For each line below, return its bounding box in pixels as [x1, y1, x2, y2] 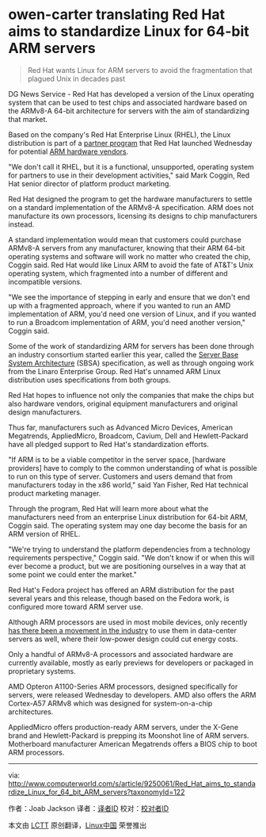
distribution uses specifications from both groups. [8, 375, 172, 384]
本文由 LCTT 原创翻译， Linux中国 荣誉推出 [8, 820, 147, 830]
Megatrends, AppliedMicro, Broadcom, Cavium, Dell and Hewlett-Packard [8, 430, 249, 441]
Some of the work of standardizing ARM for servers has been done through [8, 341, 255, 350]
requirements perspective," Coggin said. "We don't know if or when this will [8, 552, 255, 562]
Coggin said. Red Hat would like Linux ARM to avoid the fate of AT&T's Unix [8, 260, 254, 269]
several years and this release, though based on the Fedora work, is [8, 593, 230, 603]
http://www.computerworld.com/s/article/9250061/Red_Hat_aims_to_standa [8, 778, 256, 788]
